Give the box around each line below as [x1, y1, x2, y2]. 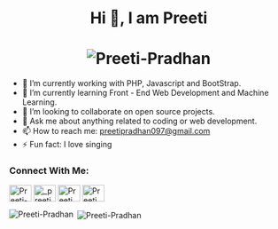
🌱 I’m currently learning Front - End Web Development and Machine [21, 88, 269, 99]
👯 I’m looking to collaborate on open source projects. [21, 107, 215, 117]
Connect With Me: [9, 164, 89, 177]
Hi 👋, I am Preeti [89, 8, 208, 28]
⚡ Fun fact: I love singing [21, 139, 112, 150]
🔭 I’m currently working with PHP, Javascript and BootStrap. [21, 78, 242, 89]
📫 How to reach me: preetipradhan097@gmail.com [21, 126, 211, 137]
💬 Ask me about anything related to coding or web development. [21, 115, 258, 127]
